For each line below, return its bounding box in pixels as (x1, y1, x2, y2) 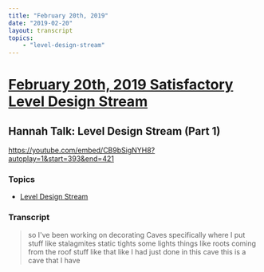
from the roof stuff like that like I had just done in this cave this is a (27, 246, 246, 256)
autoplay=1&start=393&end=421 (8, 154, 114, 164)
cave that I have (27, 255, 81, 265)
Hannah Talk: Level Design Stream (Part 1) (8, 124, 221, 138)
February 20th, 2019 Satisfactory (8, 76, 234, 94)
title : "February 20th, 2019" (8, 11, 109, 20)
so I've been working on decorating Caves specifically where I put (27, 230, 246, 239)
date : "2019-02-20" (8, 19, 73, 27)
